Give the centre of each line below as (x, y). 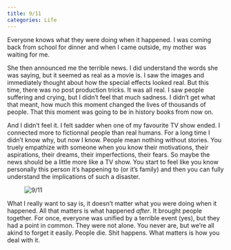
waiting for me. (29, 54)
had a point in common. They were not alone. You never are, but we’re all (111, 225)
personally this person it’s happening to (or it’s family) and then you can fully (115, 169)
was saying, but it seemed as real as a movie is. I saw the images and (106, 75)
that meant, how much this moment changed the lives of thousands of (107, 104)
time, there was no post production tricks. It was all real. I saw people (106, 90)
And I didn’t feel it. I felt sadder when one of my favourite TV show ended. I (114, 125)
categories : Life (32, 20)
